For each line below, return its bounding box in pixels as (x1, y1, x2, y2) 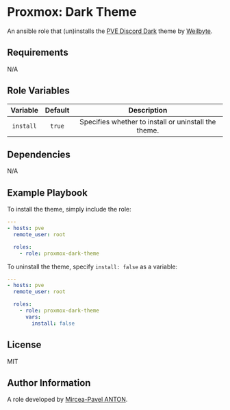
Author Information (7, 377, 91, 389)
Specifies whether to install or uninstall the (79, 117, 216, 126)
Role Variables (7, 85, 70, 97)
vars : (25, 313, 41, 320)
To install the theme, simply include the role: (7, 205, 131, 214)
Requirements (7, 47, 68, 58)
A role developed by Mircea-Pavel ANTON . (7, 396, 128, 404)
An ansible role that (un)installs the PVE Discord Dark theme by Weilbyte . (7, 27, 213, 35)
